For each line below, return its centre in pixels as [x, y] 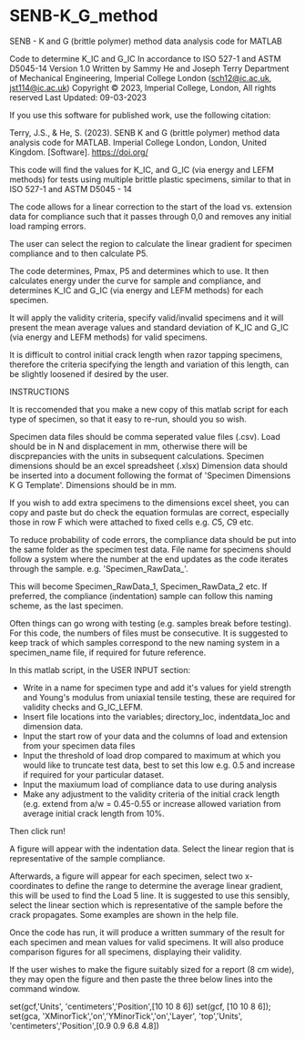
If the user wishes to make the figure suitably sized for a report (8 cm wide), [152, 969]
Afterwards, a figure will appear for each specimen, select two [126, 876]
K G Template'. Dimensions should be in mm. [93, 484]
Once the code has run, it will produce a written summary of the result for [147, 932]
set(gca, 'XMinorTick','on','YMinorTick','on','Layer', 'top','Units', [126, 1015]
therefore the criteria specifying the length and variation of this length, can [149, 364]
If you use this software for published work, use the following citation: [140, 115]
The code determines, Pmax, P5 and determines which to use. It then [139, 270]
